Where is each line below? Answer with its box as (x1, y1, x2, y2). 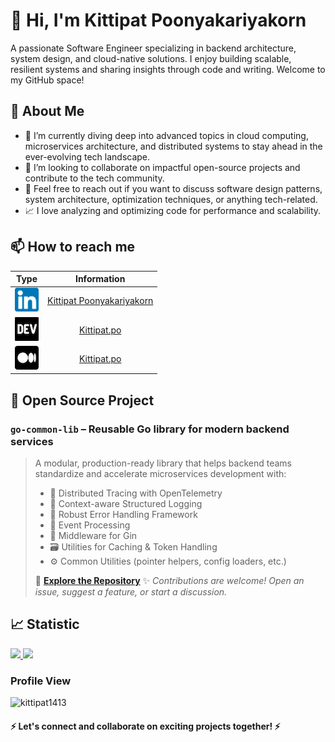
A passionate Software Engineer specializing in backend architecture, (10, 42, 297, 54)
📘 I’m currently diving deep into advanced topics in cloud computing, (24, 129, 309, 141)
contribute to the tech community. (24, 172, 165, 184)
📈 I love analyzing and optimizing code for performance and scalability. (24, 204, 322, 216)
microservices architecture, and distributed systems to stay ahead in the (24, 140, 323, 152)
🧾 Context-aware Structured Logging (49, 498, 203, 509)
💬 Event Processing (49, 519, 131, 531)
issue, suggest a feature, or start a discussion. (34, 586, 228, 598)
